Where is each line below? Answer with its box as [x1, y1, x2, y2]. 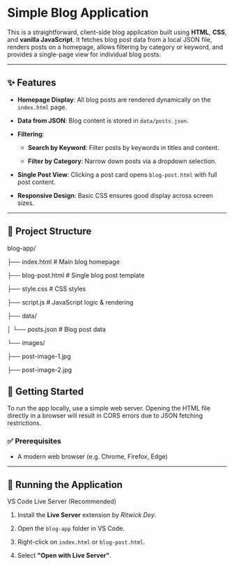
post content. [17, 178, 56, 186]
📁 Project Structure [7, 225, 92, 238]
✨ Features [7, 77, 56, 89]
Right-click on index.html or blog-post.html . [17, 538, 146, 546]
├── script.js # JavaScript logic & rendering [7, 298, 134, 306]
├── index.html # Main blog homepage [7, 257, 120, 266]
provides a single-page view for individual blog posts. [7, 50, 162, 59]
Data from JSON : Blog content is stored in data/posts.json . [17, 116, 189, 125]
